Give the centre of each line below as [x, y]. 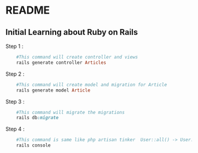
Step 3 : [15, 102]
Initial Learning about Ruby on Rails [72, 32]
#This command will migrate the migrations [71, 112]
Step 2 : [15, 74]
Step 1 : [14, 46]
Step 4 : [15, 129]
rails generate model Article [53, 90]
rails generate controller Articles [61, 63]
